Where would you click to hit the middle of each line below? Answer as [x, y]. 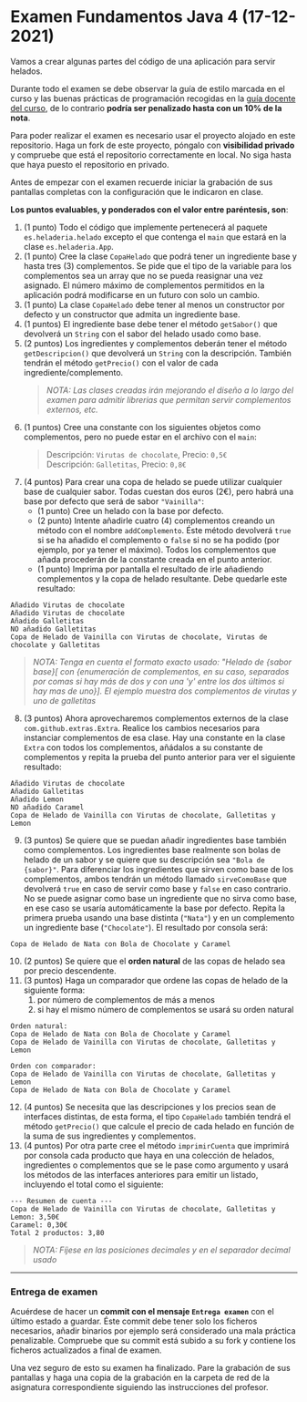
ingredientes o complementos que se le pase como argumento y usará [156, 1165]
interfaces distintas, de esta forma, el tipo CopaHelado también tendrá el [157, 1116]
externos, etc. [72, 409]
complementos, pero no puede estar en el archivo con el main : [140, 437]
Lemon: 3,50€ [35, 1217]
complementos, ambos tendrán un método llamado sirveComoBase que [155, 879]
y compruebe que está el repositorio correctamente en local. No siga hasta [151, 155]
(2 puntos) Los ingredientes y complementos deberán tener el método [155, 343]
